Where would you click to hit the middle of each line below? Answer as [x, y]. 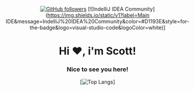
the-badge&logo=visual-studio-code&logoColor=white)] [97, 27]
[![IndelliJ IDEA [106, 9]
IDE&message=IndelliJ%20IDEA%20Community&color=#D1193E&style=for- [97, 21]
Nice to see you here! [97, 69]
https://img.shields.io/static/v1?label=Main [98, 15]
